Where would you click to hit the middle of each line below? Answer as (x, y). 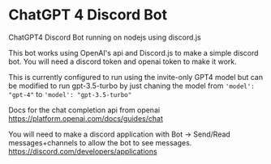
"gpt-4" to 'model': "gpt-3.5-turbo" (70, 94)
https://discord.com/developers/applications (83, 151)
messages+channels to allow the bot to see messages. (100, 142)
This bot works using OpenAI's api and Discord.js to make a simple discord (133, 53)
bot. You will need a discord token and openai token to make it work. (123, 61)
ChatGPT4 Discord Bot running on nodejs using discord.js (105, 37)
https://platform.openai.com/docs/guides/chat (86, 118)
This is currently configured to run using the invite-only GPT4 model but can (136, 77)
